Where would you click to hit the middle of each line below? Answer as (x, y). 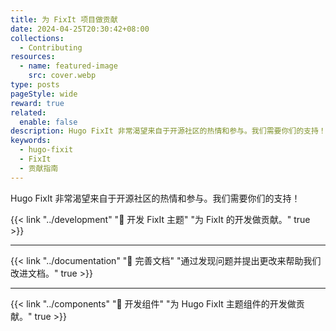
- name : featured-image (68, 66)
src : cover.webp (62, 76)
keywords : (31, 141)
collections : (37, 38)
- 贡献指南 (39, 168)
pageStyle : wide (44, 94)
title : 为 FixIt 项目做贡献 (64, 19)
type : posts (35, 85)
